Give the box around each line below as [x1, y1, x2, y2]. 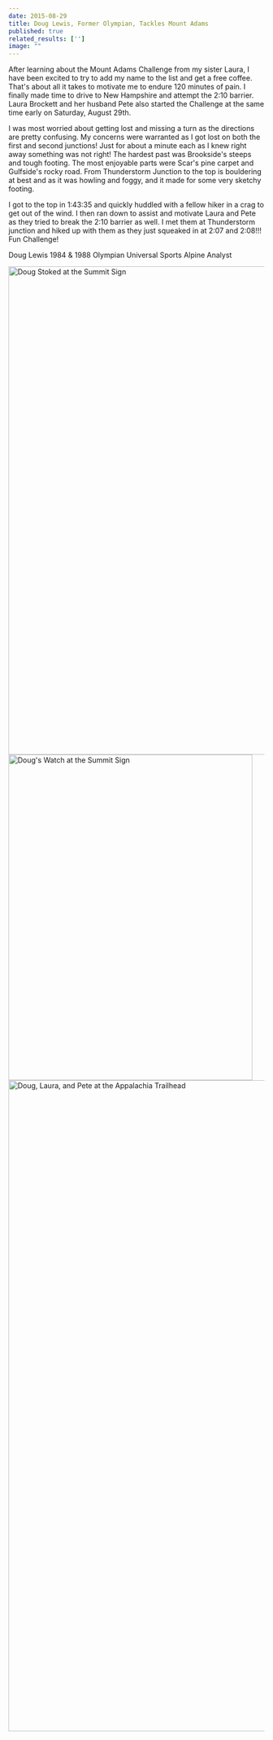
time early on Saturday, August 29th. [8, 107, 132, 118]
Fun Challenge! [8, 234, 59, 244]
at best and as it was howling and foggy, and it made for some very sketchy [8, 176, 262, 186]
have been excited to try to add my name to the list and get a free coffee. [8, 73, 253, 83]
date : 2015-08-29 [8, 11, 67, 20]
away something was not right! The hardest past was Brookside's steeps [8, 150, 252, 160]
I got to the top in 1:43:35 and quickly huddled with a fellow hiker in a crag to [8, 200, 264, 210]
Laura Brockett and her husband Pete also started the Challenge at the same [8, 99, 265, 109]
